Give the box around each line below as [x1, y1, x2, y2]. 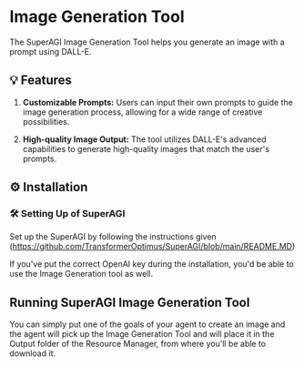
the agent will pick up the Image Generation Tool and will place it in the [9, 329, 275, 340]
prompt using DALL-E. [9, 46, 93, 56]
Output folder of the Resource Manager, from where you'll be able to [9, 339, 267, 350]
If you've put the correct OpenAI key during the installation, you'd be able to [9, 259, 294, 269]
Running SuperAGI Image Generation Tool [9, 294, 250, 310]
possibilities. [22, 116, 70, 127]
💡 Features [9, 73, 73, 88]
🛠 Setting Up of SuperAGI [9, 208, 126, 220]
